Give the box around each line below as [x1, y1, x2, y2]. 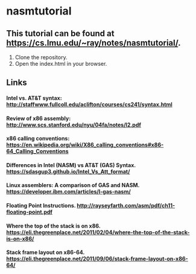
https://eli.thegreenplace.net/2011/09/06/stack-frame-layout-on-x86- [6, 255, 188, 263]
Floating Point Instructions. [6, 202, 76, 209]
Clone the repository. [14, 54, 68, 61]
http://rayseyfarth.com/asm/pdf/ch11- [77, 202, 175, 209]
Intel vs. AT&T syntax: [6, 94, 62, 101]
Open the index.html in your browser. [14, 60, 107, 67]
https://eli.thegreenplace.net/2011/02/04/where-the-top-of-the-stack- [6, 228, 190, 236]
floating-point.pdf [6, 208, 53, 215]
